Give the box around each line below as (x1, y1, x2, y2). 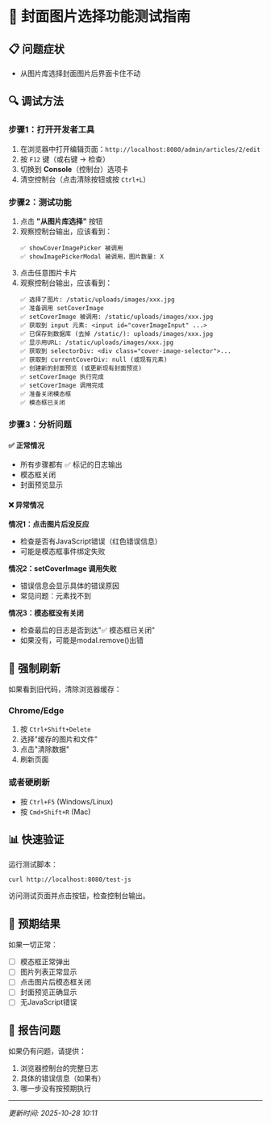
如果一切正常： (8, 940, 58, 950)
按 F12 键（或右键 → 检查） (19, 154, 110, 164)
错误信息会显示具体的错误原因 (19, 581, 119, 590)
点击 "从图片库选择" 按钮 (19, 216, 103, 226)
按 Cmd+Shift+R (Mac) (19, 807, 91, 816)
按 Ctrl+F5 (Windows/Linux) (19, 796, 114, 806)
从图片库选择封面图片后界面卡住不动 (19, 69, 141, 78)
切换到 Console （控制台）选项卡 (19, 164, 129, 174)
